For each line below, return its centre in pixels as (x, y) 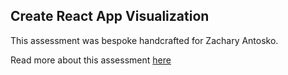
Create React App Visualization (110, 16)
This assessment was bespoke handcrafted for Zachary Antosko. (144, 40)
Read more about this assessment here (91, 60)
